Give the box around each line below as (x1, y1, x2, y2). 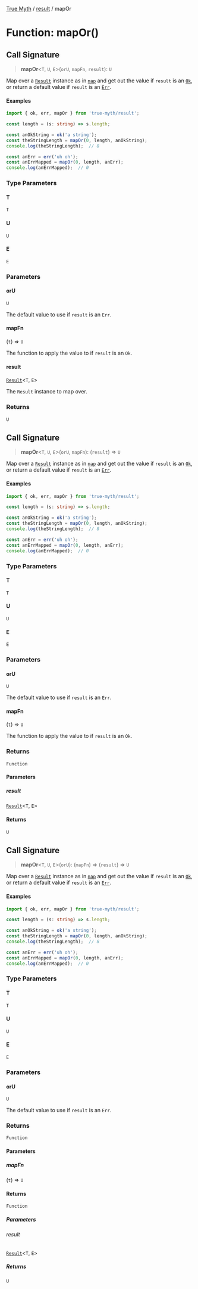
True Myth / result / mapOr (6, 5, 72, 12)
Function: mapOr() (6, 26, 99, 39)
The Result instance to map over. (6, 388, 87, 395)
